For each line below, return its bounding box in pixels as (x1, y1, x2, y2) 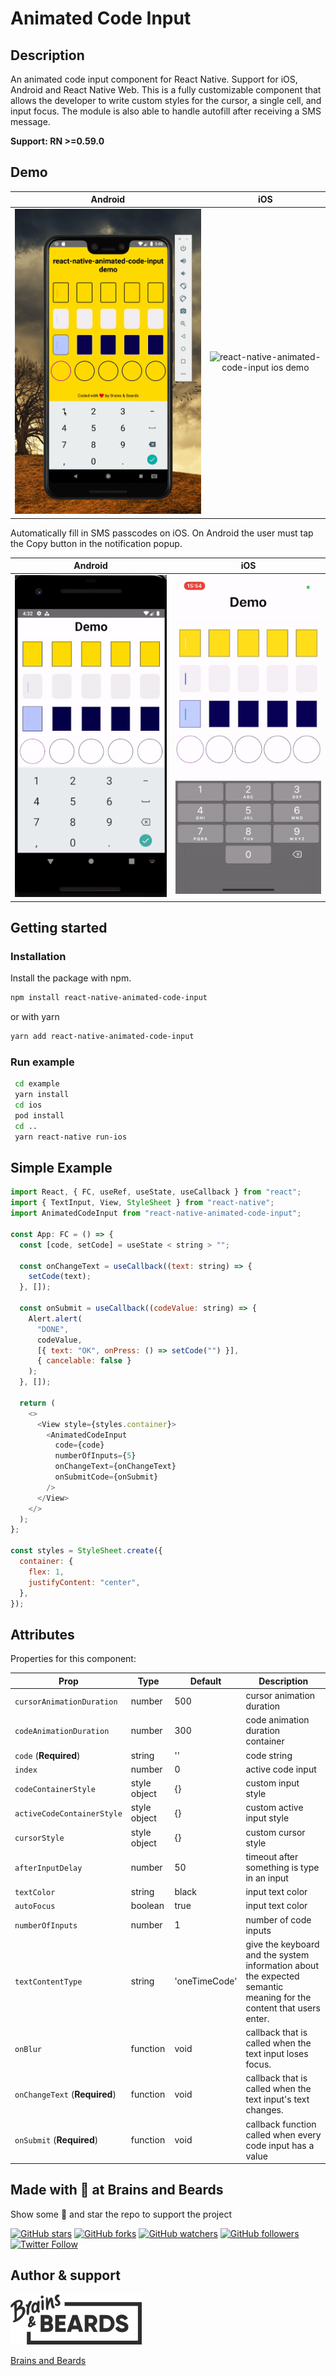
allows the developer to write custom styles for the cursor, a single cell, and (10, 95, 322, 106)
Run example (10, 1055, 75, 1069)
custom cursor (245, 1826, 306, 1838)
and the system (245, 1948, 310, 1961)
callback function (245, 2118, 317, 2130)
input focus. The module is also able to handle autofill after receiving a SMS (10, 105, 322, 117)
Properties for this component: (10, 1653, 137, 1665)
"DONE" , (36, 1324, 70, 1334)
